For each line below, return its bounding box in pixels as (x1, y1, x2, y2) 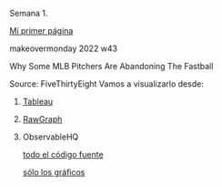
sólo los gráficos (22, 167, 86, 177)
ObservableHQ (22, 131, 79, 142)
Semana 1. (9, 8, 48, 18)
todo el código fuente (22, 150, 104, 160)
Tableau (22, 96, 54, 107)
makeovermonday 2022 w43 (9, 43, 118, 54)
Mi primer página (9, 26, 74, 36)
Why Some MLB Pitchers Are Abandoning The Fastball (9, 61, 214, 71)
